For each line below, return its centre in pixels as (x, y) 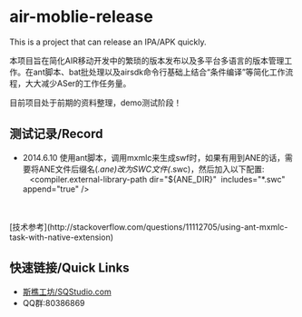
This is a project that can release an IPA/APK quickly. (108, 42)
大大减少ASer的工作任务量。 (78, 83)
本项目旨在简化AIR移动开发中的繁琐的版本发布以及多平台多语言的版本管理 (147, 60)
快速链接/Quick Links (69, 268)
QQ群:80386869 (54, 302)
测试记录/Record (56, 134)
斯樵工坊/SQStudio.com (67, 292)
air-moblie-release (82, 17)
